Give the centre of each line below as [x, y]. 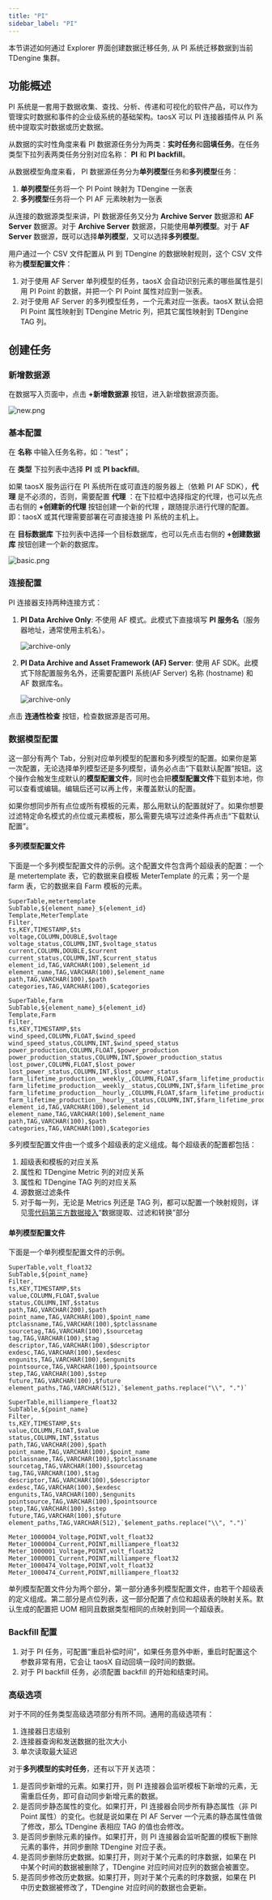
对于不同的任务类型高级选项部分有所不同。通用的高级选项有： [111, 1713]
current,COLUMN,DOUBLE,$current [63, 951]
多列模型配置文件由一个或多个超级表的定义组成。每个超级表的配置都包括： [132, 1145]
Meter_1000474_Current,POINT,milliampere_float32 [94, 1573]
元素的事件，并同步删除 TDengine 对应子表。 [95, 1846]
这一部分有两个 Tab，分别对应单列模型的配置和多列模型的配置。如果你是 [129, 758]
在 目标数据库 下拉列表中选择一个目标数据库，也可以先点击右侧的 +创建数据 [134, 534]
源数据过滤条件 [45, 1193]
